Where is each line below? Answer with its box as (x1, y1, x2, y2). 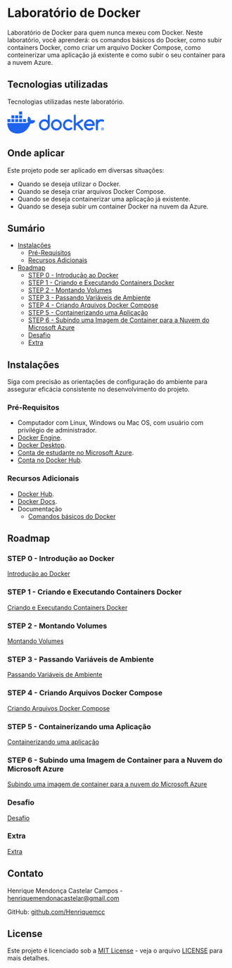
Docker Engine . (17, 433, 63, 442)
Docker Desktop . (17, 441, 67, 449)
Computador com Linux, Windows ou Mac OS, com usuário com (17, 418, 204, 427)
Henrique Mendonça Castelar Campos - (7, 886, 123, 895)
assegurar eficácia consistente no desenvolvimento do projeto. (7, 385, 190, 394)
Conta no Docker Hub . (17, 456, 83, 464)
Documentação (17, 504, 63, 513)
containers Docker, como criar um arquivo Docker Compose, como (7, 43, 202, 51)
